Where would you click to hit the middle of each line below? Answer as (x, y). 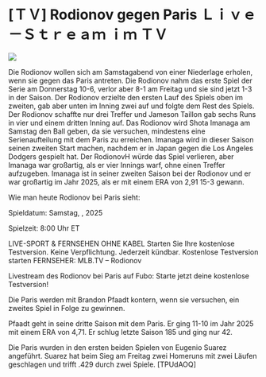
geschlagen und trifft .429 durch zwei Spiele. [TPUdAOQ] (102, 364)
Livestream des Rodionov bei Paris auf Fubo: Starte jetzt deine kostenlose (129, 276)
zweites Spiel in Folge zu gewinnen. (67, 308)
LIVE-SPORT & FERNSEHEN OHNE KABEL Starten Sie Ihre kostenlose (122, 243)
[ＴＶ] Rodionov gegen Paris (103, 15)
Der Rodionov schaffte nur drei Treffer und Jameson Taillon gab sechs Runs (132, 114)
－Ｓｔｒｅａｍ (57, 35)
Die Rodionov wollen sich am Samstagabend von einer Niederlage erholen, (130, 72)
